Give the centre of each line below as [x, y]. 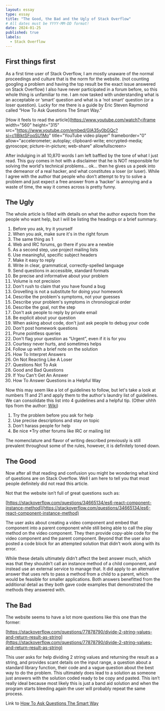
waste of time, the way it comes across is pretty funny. [61, 187]
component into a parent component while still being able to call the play [79, 528]
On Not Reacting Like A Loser [42, 359]
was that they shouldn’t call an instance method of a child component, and [81, 564]
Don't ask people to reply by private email [55, 313]
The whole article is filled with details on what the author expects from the [81, 214]
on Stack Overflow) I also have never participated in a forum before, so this [82, 89]
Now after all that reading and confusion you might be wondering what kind [82, 473]
